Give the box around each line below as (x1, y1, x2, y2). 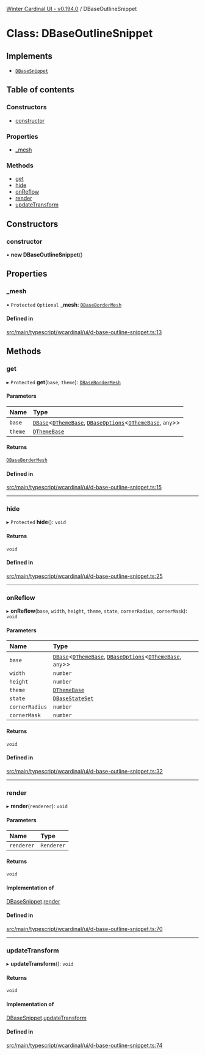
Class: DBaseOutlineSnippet (6, 27, 153, 40)
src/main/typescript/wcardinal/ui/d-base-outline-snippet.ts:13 (6, 328, 162, 335)
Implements (6, 51, 53, 61)
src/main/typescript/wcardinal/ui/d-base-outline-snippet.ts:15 (6, 484, 162, 491)
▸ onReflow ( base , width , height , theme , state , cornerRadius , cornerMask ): (6, 607, 187, 615)
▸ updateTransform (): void (6, 960, 74, 968)
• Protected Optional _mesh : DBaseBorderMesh (6, 301, 122, 308)
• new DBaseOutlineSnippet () (6, 250, 83, 258)
